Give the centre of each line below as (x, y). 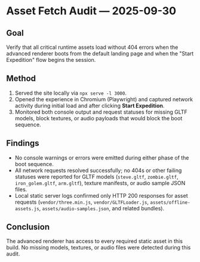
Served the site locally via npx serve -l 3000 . (71, 93)
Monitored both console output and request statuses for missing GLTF (101, 112)
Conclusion (28, 227)
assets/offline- (170, 202)
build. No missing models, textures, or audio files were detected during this (99, 248)
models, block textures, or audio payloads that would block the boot (99, 118)
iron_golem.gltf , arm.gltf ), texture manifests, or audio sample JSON (100, 183)
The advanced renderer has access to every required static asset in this (95, 241)
